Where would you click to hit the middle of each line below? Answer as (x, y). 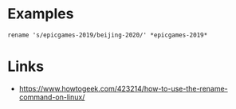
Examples (41, 14)
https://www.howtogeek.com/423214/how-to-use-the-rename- (123, 88)
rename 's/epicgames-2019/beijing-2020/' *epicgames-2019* (108, 35)
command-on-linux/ (52, 97)
